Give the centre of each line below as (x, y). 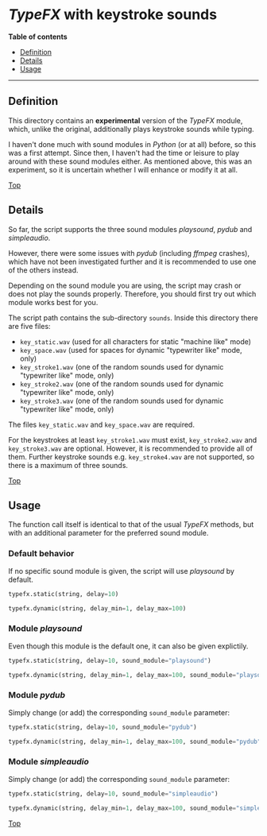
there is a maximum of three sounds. (68, 465)
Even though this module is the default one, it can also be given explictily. (128, 646)
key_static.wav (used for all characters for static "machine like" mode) (135, 341)
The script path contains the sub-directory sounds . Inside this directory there (133, 317)
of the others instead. (43, 270)
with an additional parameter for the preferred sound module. (108, 533)
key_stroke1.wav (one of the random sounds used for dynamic (122, 366)
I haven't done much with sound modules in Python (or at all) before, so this (132, 144)
